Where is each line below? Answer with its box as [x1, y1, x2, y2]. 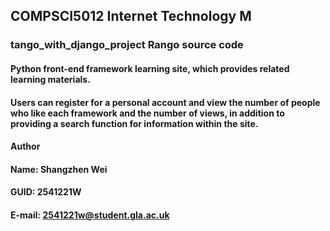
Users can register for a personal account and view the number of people [10, 96, 321, 108]
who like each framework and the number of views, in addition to [10, 107, 285, 119]
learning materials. [10, 73, 91, 85]
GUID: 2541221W [10, 186, 82, 198]
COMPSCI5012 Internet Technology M [10, 8, 252, 25]
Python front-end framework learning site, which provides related [10, 62, 290, 74]
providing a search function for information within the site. [10, 117, 259, 129]
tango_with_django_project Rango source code [10, 38, 244, 52]
